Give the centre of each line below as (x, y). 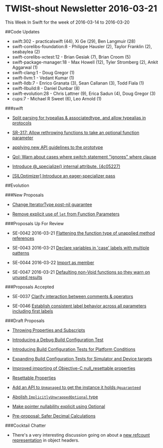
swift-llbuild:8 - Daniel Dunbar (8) (46, 88)
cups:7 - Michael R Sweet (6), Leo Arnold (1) (57, 98)
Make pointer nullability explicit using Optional (58, 406)
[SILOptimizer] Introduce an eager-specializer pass (64, 176)
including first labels (33, 311)
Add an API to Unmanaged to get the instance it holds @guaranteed (76, 387)
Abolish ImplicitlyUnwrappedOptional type (55, 397)
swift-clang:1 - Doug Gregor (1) (43, 72)
